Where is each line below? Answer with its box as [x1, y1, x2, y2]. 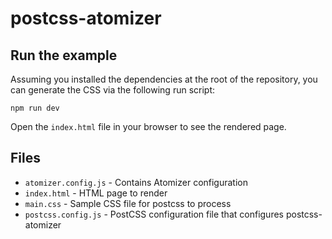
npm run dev [10, 103, 60, 113]
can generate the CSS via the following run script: [10, 84, 216, 96]
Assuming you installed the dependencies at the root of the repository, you [10, 73, 318, 85]
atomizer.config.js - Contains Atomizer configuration [24, 176, 249, 188]
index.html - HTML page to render [24, 187, 168, 199]
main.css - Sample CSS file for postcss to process [24, 197, 232, 209]
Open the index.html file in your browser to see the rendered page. [10, 121, 287, 132]
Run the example [10, 47, 118, 64]
